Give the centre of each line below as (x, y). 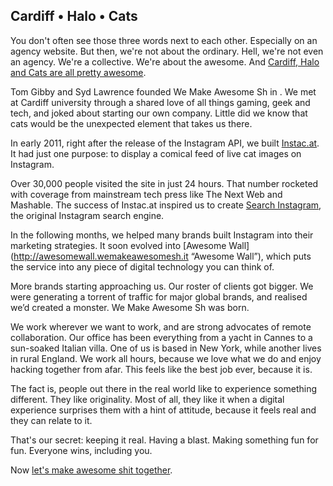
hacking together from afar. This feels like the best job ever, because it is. (161, 369)
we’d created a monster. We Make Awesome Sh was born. (130, 307)
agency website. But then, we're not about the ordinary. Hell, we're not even (167, 51)
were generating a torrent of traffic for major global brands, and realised (159, 296)
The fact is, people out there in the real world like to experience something (164, 388)
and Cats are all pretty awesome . (78, 72)
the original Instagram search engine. (87, 215)
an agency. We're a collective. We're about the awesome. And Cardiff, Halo (165, 61)
